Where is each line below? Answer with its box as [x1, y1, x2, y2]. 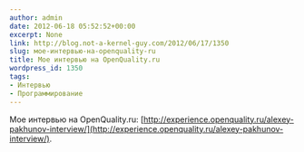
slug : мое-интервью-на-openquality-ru [9, 47, 156, 56]
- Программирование [9, 89, 83, 98]
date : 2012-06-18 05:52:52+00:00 [9, 22, 136, 31]
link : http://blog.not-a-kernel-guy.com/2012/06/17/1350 [9, 38, 230, 48]
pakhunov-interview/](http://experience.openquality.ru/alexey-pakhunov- [9, 123, 284, 134]
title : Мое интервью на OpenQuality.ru [9, 55, 161, 64]
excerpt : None [9, 30, 64, 39]
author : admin [9, 13, 64, 23]
